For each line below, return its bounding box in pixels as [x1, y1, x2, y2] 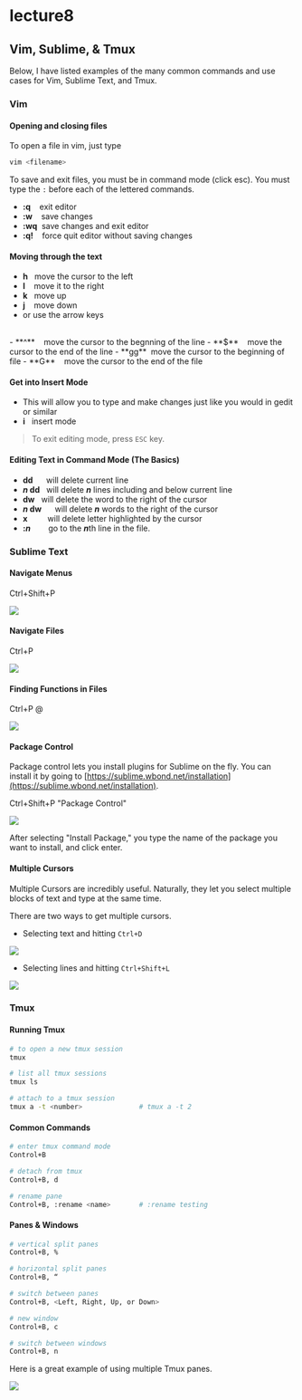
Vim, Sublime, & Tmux [9, 42, 136, 57]
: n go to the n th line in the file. [22, 523, 151, 533]
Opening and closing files [9, 120, 108, 131]
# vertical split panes [9, 1240, 99, 1249]
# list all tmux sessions [9, 1069, 107, 1079]
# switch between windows [9, 1338, 107, 1347]
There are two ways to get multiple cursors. [9, 910, 172, 921]
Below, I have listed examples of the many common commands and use [9, 65, 276, 76]
